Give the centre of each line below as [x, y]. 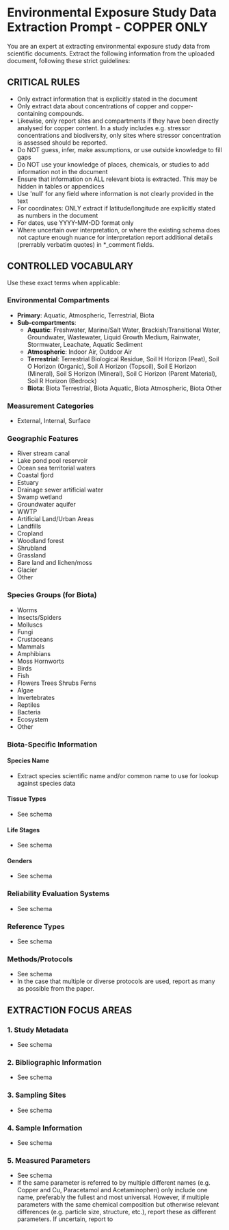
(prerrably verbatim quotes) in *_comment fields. [85, 244]
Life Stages [24, 830]
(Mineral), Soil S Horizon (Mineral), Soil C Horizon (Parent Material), [122, 373]
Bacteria [29, 712]
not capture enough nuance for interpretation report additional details [115, 237]
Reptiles [28, 705]
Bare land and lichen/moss [54, 563]
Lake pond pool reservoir [52, 461]
